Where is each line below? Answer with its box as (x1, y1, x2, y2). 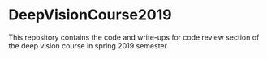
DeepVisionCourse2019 (8, 6, 172, 24)
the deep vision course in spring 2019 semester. (8, 40, 169, 50)
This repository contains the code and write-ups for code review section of (8, 32, 260, 42)
